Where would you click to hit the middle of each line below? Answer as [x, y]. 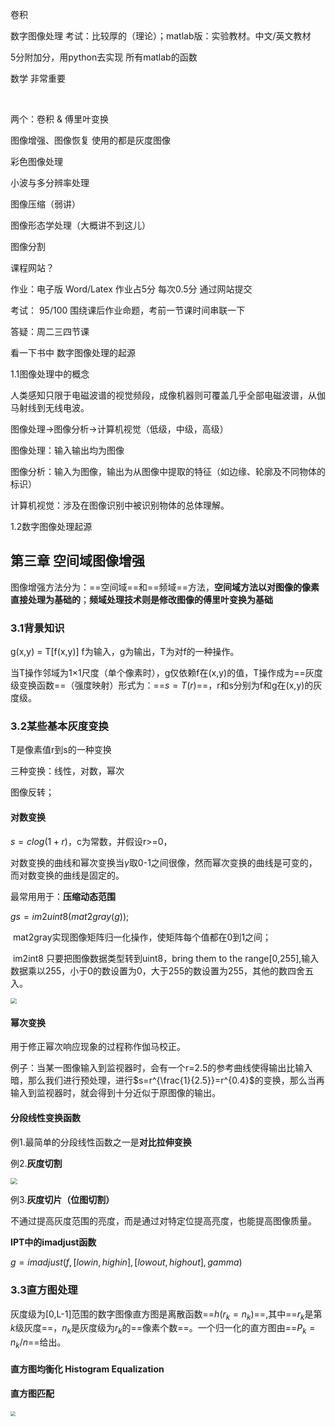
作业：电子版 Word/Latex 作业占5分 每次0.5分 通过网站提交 [131, 289]
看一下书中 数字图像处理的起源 [73, 352]
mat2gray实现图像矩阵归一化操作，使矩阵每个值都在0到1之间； [142, 937]
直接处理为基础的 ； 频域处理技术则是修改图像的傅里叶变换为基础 [141, 599]
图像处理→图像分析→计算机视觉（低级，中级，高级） [119, 429]
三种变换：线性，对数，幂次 [67, 771]
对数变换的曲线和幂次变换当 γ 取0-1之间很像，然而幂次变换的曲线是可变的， [164, 862]
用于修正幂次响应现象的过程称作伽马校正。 [98, 1047]
